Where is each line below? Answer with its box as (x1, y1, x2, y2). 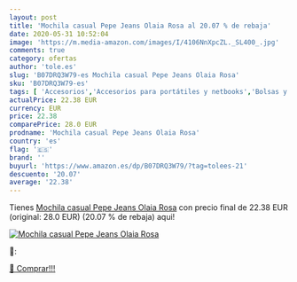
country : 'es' (9, 137, 62, 145)
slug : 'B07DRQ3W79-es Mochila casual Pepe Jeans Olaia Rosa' (9, 71, 240, 80)
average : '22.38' (9, 178, 74, 187)
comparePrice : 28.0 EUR (9, 121, 98, 129)
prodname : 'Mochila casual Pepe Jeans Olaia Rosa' (9, 129, 200, 137)
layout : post (9, 12, 58, 22)
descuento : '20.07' (9, 169, 82, 178)
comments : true (9, 46, 66, 55)
